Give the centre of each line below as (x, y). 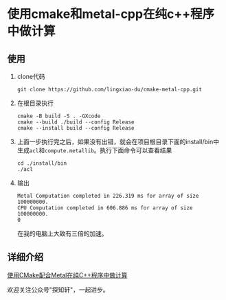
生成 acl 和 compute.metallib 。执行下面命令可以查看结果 (94, 150)
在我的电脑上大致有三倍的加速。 (62, 233)
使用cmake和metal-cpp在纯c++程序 (111, 14)
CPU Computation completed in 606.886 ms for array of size (105, 208)
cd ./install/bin (42, 163)
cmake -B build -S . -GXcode (59, 116)
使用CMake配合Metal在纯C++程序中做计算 (67, 275)
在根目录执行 (35, 103)
